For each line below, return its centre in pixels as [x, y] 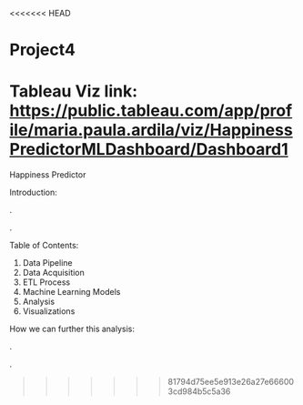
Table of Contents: [44, 246]
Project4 [42, 50]
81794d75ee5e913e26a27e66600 [231, 382]
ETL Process [46, 282]
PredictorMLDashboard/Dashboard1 [149, 150]
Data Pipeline [47, 263]
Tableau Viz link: [74, 91]
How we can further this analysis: [72, 329]
